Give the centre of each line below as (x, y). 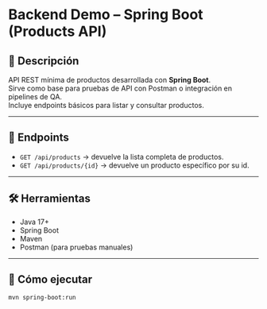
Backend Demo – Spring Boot (106, 15)
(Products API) (58, 31)
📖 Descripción (44, 61)
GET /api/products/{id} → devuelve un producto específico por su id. (134, 165)
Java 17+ (34, 222)
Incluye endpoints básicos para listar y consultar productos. (106, 105)
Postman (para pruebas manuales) (76, 247)
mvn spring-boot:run (43, 298)
